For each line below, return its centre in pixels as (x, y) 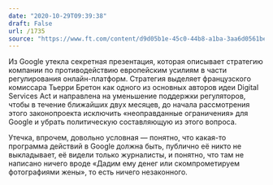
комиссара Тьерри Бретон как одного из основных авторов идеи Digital (134, 88)
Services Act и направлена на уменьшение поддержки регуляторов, (127, 96)
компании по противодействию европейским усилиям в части (118, 71)
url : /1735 (27, 31)
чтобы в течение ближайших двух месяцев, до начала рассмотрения (129, 105)
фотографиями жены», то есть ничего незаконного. (98, 172)
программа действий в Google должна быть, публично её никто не (125, 146)
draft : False (30, 24)
